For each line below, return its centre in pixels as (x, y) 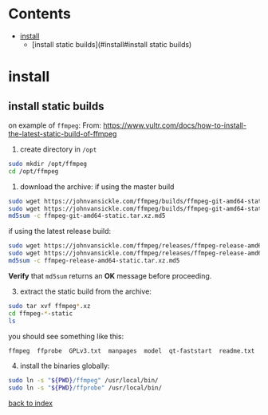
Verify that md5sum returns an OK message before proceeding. (110, 275)
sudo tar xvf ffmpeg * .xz (49, 306)
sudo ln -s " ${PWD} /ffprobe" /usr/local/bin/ (85, 388)
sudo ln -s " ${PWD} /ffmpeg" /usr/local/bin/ (83, 381)
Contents (40, 14)
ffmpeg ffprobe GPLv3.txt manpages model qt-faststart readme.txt (132, 351)
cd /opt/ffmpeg (33, 171)
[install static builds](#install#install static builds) (112, 44)
